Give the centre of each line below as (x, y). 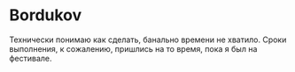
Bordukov (46, 15)
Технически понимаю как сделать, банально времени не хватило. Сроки (148, 40)
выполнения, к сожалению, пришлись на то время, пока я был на (133, 48)
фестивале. (31, 58)
